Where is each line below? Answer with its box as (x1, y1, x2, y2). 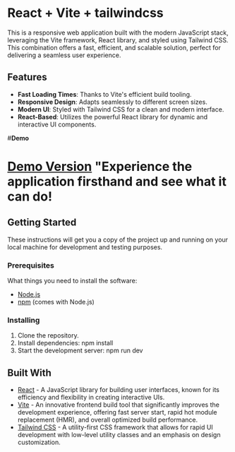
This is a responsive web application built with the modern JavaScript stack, (7, 28, 229, 37)
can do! (7, 189, 53, 204)
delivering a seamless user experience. (7, 51, 121, 59)
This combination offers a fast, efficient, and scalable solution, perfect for (7, 43, 221, 52)
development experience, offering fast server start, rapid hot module (17, 408, 217, 417)
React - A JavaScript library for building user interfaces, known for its (17, 386, 220, 394)
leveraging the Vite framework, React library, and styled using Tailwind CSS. (7, 35, 229, 44)
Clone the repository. (17, 331, 79, 340)
